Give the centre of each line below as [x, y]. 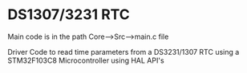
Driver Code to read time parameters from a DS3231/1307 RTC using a [123, 52]
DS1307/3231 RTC [69, 15]
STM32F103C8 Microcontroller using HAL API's [86, 60]
